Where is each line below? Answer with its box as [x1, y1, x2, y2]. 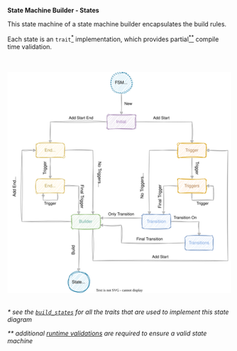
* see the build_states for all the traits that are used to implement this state [7, 308, 229, 316]
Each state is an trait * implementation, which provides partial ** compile [7, 33, 219, 43]
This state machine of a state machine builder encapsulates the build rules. [7, 20, 227, 28]
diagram [7, 315, 33, 323]
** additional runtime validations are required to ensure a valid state [7, 329, 207, 337]
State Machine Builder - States [7, 6, 99, 14]
